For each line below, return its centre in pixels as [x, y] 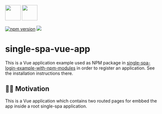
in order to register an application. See [116, 68]
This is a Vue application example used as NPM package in [65, 62]
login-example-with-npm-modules [40, 68]
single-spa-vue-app [48, 49]
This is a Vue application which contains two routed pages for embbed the [81, 101]
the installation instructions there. [39, 73]
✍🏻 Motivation [27, 89]
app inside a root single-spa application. [46, 106]
